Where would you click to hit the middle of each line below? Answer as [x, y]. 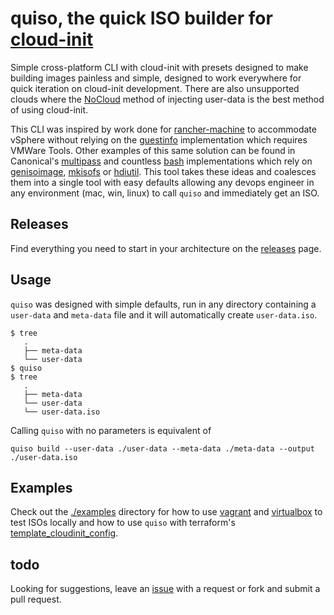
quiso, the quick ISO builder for [141, 18]
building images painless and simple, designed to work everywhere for [156, 78]
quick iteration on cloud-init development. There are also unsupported [155, 88]
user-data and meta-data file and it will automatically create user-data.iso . [164, 314]
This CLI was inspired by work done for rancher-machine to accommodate [163, 129]
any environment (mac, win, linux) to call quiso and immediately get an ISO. [165, 193]
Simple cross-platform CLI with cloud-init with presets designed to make [159, 67]
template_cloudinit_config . [64, 533]
